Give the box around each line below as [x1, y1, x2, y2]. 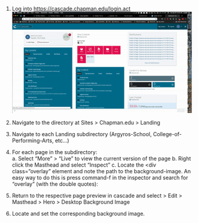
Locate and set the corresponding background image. [11, 210, 145, 218]
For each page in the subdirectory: [11, 149, 98, 156]
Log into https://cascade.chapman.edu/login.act [11, 5, 130, 12]
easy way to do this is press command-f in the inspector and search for [11, 174, 188, 182]
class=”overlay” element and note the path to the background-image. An [11, 168, 191, 175]
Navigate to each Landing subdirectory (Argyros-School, [11, 131, 152, 138]
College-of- [153, 131, 182, 138]
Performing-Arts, [11, 137, 54, 144]
